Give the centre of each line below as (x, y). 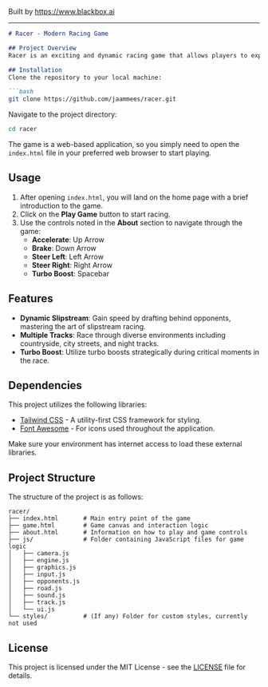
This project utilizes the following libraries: (78, 405)
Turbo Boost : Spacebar (71, 273)
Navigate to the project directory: (63, 114)
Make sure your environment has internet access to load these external (125, 444)
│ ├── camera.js (39, 554)
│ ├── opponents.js (44, 582)
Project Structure (52, 477)
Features (31, 299)
